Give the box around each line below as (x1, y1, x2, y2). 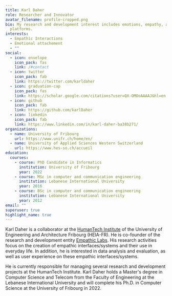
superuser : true (5, 207, 40, 213)
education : (5, 151, 29, 156)
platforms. (10, 27, 33, 32)
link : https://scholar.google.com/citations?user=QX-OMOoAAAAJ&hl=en (14, 93, 166, 98)
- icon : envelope (10, 55, 47, 60)
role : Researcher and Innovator (5, 12, 74, 17)
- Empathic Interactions (10, 36, 63, 41)
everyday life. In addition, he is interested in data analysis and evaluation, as (5, 248, 165, 254)
